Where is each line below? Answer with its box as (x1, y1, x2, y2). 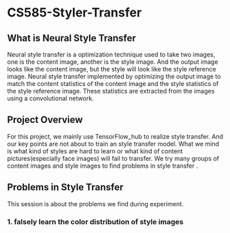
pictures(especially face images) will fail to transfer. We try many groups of (7, 154, 220, 162)
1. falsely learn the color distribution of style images (7, 217, 184, 226)
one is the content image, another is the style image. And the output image (7, 58, 218, 66)
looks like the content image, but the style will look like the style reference (7, 65, 216, 73)
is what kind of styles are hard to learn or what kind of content (7, 146, 183, 155)
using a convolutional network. (7, 94, 94, 102)
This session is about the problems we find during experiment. (7, 199, 184, 208)
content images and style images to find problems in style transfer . (7, 162, 198, 170)
